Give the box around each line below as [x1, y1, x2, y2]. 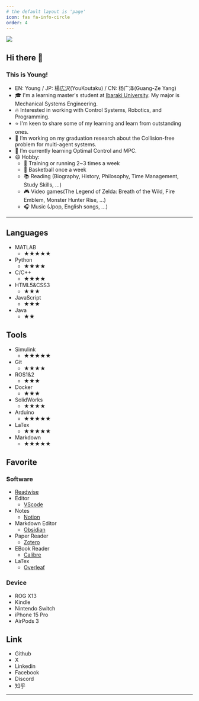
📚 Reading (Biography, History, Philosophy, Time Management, [23, 173, 179, 180]
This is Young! [6, 70, 49, 79]
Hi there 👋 [6, 53, 43, 63]
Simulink [14, 346, 36, 353]
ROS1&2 [14, 371, 34, 378]
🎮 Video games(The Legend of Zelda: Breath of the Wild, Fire [23, 188, 175, 195]
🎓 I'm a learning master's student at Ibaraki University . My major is [14, 92, 179, 99]
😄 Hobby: [14, 153, 40, 160]
